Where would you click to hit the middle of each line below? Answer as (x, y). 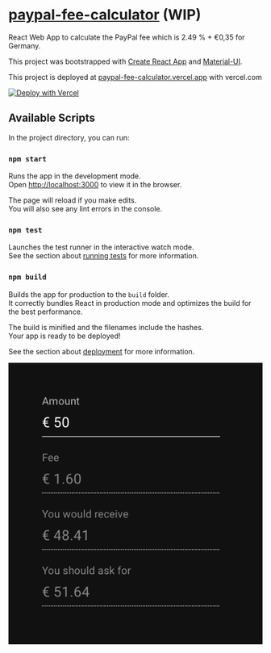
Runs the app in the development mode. (75, 176)
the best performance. (46, 312)
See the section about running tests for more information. (104, 256)
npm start (27, 159)
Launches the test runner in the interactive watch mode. (102, 247)
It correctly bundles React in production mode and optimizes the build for (130, 303)
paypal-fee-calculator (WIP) (105, 15)
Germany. (25, 45)
